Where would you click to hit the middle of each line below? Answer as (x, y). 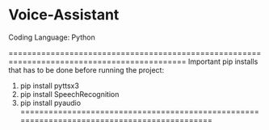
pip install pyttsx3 (49, 86)
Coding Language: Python (52, 37)
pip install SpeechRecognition (69, 94)
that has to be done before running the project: (86, 69)
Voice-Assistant (64, 15)
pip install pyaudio (50, 103)
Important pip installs (223, 61)
